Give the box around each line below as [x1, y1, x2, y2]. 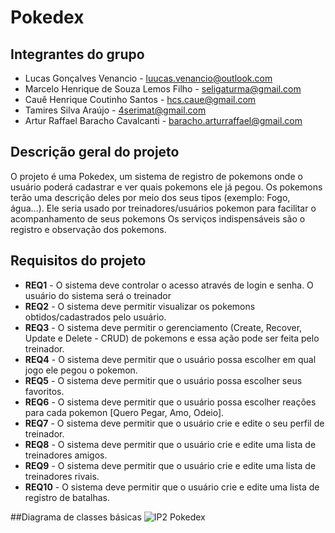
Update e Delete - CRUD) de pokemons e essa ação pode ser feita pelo [24, 332, 320, 344]
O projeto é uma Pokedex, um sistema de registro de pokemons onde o [10, 170, 303, 182]
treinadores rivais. [24, 470, 100, 482]
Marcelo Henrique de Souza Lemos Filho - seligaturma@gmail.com [24, 83, 302, 95]
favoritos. [24, 385, 65, 397]
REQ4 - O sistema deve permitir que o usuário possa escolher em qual [24, 353, 317, 365]
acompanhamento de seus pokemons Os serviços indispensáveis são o [10, 212, 306, 225]
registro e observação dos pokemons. [10, 223, 167, 235]
